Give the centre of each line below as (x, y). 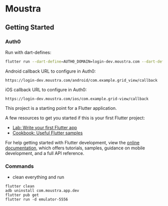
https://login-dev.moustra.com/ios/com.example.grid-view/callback (77, 99)
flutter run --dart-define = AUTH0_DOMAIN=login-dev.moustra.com (72, 61)
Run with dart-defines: (28, 52)
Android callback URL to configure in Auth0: (50, 71)
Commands (19, 166)
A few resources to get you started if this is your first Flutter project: (75, 118)
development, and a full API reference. (45, 153)
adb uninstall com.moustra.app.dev (42, 191)
